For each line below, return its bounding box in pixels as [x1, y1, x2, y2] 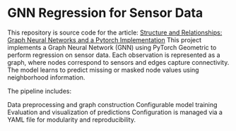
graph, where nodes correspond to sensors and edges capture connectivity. [7, 58, 230, 66]
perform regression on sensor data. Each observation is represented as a [7, 51, 220, 59]
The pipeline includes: [7, 87, 72, 95]
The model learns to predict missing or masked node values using [7, 65, 199, 74]
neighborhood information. [7, 73, 85, 82]
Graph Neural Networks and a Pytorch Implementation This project [7, 35, 202, 44]
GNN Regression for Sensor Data [7, 5, 203, 21]
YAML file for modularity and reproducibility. [7, 115, 136, 124]
